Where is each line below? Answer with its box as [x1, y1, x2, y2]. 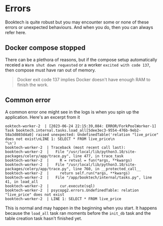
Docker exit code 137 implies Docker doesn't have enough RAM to [17, 76, 151, 82]
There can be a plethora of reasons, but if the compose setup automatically [5, 57, 158, 63]
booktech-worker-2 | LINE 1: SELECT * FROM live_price [5, 196, 121, 201]
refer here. [5, 29, 27, 35]
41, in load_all [5, 179, 38, 184]
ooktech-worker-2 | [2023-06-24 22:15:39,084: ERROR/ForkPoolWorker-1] [5, 123, 157, 129]
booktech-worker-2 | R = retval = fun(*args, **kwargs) [5, 158, 133, 163]
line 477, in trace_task [72, 154, 124, 158]
